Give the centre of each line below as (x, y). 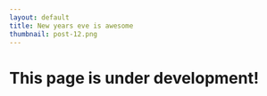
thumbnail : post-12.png (54, 34)
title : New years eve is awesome (71, 26)
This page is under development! (134, 78)
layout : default (39, 17)
